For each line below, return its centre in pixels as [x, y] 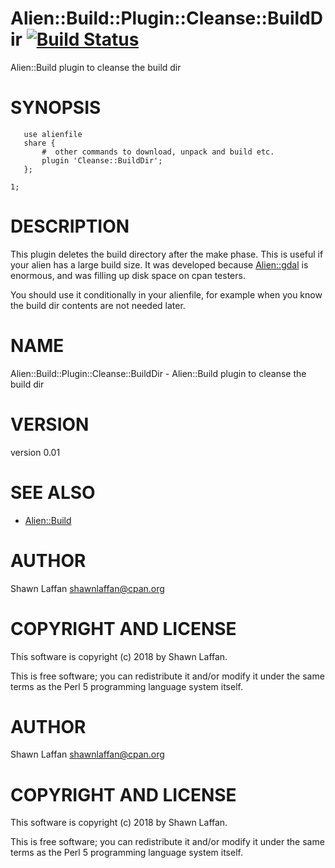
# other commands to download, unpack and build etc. [158, 152]
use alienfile [53, 134]
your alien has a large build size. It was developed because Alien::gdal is [159, 264]
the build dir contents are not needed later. [98, 305]
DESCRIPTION [70, 226]
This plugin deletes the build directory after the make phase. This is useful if [167, 254]
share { [39, 143]
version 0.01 [35, 452]
